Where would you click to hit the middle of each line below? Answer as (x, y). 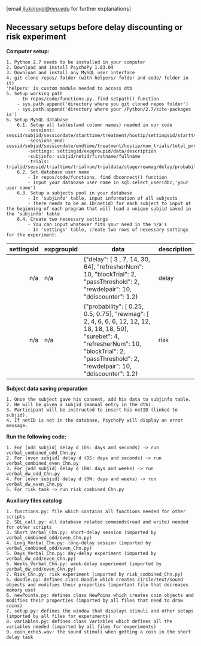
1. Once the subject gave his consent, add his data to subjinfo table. (99, 399)
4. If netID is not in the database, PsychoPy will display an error (95, 420)
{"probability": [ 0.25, (113, 306)
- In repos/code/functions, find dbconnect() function (98, 177)
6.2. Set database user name (53, 172)
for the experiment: (32, 235)
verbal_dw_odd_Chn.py (33, 474)
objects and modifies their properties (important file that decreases (97, 585)
